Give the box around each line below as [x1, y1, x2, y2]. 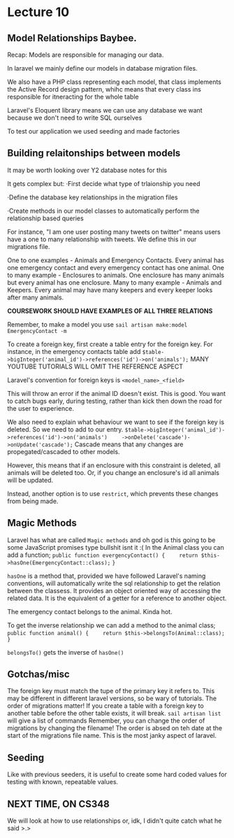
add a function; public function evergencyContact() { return [7, 551, 198, 559]
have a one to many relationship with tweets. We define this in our [7, 235, 197, 243]
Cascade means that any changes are [74, 440, 184, 448]
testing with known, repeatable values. [7, 778, 119, 786]
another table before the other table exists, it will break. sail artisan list [7, 709, 221, 718]
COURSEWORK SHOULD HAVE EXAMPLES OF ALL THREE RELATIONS [7, 306, 213, 315]
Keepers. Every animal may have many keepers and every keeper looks [7, 285, 213, 294]
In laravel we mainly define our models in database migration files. [7, 64, 198, 72]
